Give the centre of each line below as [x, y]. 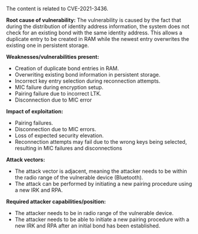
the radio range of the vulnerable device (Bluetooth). [79, 177]
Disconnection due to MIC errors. [55, 129]
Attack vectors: [26, 159]
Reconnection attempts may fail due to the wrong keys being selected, [101, 142]
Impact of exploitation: [35, 111]
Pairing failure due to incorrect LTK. [58, 94]
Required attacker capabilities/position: [56, 202]
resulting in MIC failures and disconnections [68, 148]
